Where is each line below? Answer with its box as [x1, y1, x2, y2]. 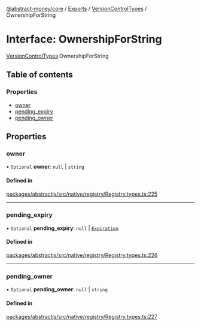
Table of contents [6, 70, 73, 80]
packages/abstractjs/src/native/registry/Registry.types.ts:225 [6, 190, 158, 198]
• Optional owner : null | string [6, 163, 85, 171]
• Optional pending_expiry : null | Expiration [6, 225, 118, 232]
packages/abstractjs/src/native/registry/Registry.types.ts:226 [6, 252, 158, 259]
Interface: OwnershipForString [6, 32, 163, 46]
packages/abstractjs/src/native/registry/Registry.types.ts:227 [6, 313, 157, 320]
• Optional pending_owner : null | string [6, 286, 108, 293]
